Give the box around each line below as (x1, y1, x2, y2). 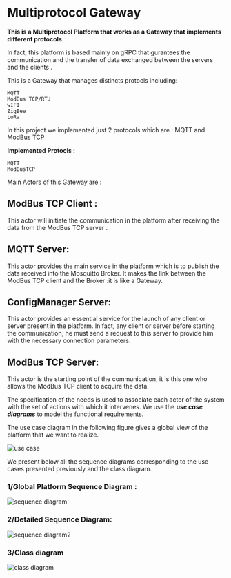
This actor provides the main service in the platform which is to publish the (7, 262, 219, 270)
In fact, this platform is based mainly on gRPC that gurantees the (7, 48, 191, 56)
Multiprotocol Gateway (7, 5, 141, 21)
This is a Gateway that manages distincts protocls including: (7, 76, 178, 84)
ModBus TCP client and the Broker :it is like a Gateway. (7, 276, 163, 285)
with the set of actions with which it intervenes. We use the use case (7, 403, 203, 411)
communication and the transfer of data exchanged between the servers (7, 55, 214, 63)
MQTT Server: (7, 243, 70, 256)
